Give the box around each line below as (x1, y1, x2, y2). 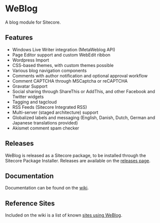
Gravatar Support (12, 83, 48, 89)
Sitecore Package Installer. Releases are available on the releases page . (5, 158, 151, 163)
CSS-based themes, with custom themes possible (12, 62, 114, 68)
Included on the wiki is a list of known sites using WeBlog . (5, 212, 123, 218)
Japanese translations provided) (12, 120, 78, 126)
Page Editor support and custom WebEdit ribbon (12, 52, 111, 58)
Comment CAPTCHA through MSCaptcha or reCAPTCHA (12, 78, 128, 84)
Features (5, 33, 33, 42)
